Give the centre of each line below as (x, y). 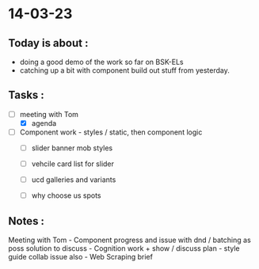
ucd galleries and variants (74, 180)
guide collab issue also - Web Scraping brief (80, 257)
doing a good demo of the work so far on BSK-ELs (101, 62)
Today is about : (48, 43)
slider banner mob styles (72, 148)
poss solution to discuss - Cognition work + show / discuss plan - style (124, 248)
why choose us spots (66, 195)
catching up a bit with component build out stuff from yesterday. (124, 70)
